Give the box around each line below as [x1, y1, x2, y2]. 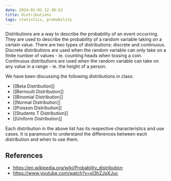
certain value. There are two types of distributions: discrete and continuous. [5, 42, 166, 48]
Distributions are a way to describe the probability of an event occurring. [5, 31, 159, 37]
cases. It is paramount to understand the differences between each [5, 131, 147, 137]
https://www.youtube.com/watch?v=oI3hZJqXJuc [12, 170, 119, 176]
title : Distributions [5, 12, 52, 17]
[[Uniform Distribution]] [12, 116, 62, 122]
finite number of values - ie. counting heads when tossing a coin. [5, 53, 142, 59]
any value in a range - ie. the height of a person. [5, 63, 107, 69]
